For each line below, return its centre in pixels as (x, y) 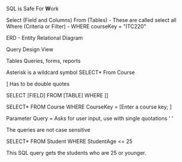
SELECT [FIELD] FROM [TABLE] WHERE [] (57, 95)
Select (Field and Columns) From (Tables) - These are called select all (91, 20)
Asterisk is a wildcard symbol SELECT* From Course (71, 72)
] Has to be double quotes (38, 84)
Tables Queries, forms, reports (44, 61)
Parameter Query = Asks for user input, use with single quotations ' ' (90, 118)
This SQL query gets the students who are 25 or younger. (76, 153)
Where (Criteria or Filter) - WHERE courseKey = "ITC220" (76, 26)
